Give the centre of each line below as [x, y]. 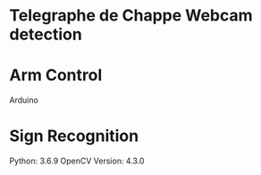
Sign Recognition [74, 136]
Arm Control [56, 75]
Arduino [24, 100]
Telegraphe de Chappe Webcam [131, 16]
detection [46, 34]
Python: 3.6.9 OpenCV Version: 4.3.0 [77, 161]
